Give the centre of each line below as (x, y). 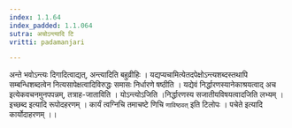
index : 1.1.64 (35, 17)
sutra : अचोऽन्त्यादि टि (42, 34)
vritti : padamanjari (47, 42)
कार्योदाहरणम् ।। (33, 115)
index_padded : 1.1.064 (51, 26)
